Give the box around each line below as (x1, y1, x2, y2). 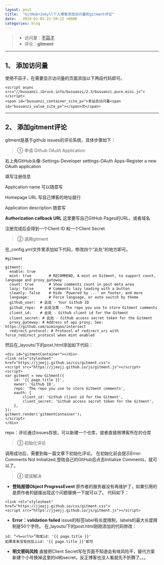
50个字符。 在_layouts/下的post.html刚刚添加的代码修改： (20, 523, 137, 529)
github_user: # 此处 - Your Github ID (9, 300, 89, 305)
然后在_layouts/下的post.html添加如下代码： (5, 342, 94, 348)
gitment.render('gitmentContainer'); (5, 412, 82, 417)
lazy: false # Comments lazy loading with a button (9, 286, 130, 291)
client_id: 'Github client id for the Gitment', (22, 394, 123, 399)
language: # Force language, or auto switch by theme (9, 295, 139, 299)
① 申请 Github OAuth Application (17, 147, 85, 153)
